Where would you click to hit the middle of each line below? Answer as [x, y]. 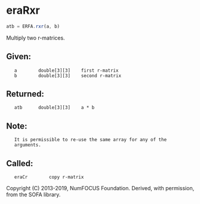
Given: [19, 57]
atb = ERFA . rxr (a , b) [33, 26]
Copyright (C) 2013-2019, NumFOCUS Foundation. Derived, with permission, [100, 188]
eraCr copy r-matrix [49, 177]
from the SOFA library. [33, 194]
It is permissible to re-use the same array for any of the [90, 140]
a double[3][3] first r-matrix [66, 70]
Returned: [25, 94]
